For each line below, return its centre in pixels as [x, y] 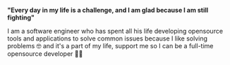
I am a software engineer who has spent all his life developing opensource [115, 31]
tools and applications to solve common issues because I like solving [108, 38]
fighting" [21, 17]
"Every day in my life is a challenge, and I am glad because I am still [108, 10]
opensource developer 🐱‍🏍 [45, 54]
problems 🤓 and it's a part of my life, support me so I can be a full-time [110, 46]
